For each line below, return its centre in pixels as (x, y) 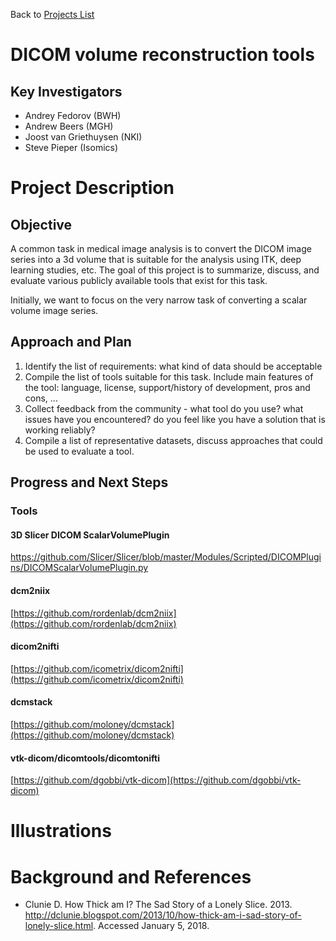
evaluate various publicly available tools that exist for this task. (139, 280)
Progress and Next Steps (89, 482)
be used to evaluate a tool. (79, 451)
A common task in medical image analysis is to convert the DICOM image (161, 248)
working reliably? (60, 430)
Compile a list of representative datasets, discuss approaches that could (173, 440)
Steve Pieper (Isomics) (71, 147)
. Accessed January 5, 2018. (151, 926)
